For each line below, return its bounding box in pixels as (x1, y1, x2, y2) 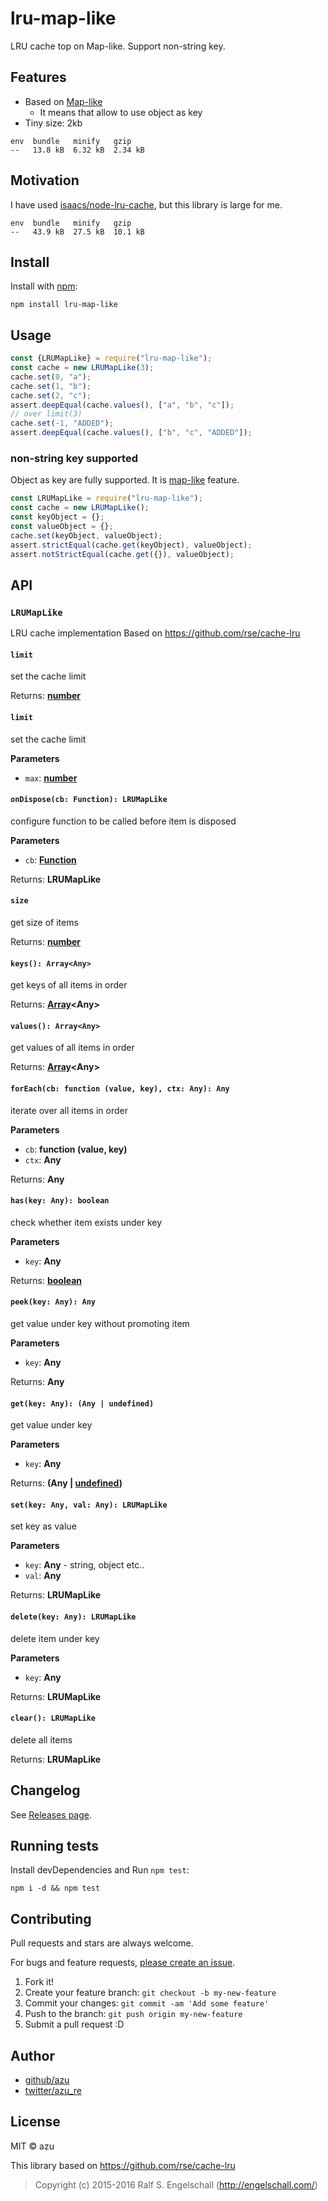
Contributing (10, 1910, 92, 1927)
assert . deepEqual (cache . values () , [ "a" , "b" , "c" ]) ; (10, 400, 235, 410)
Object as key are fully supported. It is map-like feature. (10, 474, 240, 486)
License (10, 2113, 61, 2131)
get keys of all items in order (10, 979, 128, 991)
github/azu (24, 2074, 70, 2086)
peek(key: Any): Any (10, 1297, 97, 1307)
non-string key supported (10, 451, 138, 465)
